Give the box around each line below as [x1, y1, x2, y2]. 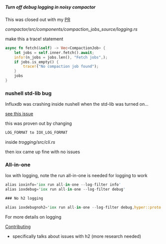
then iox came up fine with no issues [5, 149, 81, 155]
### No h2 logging [5, 196, 43, 201]
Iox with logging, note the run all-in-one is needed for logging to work [5, 173, 148, 179]
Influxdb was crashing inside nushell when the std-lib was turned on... [5, 101, 149, 107]
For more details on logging [5, 214, 62, 220]
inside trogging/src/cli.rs [5, 139, 56, 145]
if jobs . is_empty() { [14, 59, 59, 64]
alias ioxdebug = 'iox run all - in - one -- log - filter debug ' [5, 187, 126, 192]
